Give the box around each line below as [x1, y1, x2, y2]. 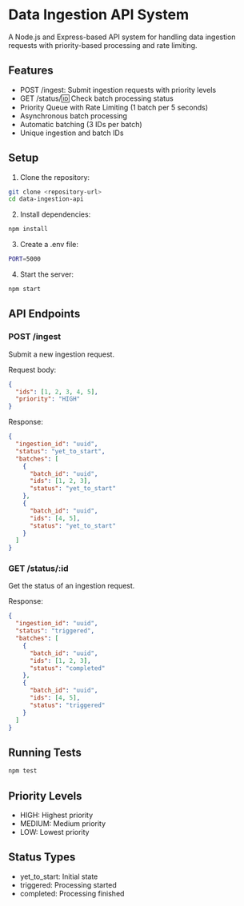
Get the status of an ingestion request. [8, 581, 135, 591]
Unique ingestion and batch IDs [19, 128, 124, 138]
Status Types [8, 850, 76, 864]
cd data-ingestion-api [8, 195, 84, 203]
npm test [8, 767, 38, 775]
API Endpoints [8, 307, 81, 321]
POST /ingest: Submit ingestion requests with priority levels [19, 85, 217, 94]
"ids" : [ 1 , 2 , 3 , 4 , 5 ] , [15, 388, 98, 396]
